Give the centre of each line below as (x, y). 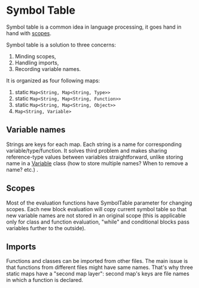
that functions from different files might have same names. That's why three (99, 267)
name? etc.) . (22, 169)
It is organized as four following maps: (53, 80)
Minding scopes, (35, 56)
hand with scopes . (29, 33)
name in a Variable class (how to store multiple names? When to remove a (97, 163)
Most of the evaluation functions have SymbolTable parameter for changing (99, 203)
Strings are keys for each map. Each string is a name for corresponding (94, 144)
